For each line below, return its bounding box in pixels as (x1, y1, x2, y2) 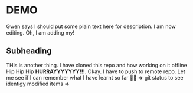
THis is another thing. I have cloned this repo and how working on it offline (6, 61, 187, 68)
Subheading (6, 46, 52, 56)
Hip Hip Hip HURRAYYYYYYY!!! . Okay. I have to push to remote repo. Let (6, 68, 185, 75)
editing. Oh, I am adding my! (6, 29, 75, 36)
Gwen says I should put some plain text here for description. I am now (6, 23, 176, 30)
